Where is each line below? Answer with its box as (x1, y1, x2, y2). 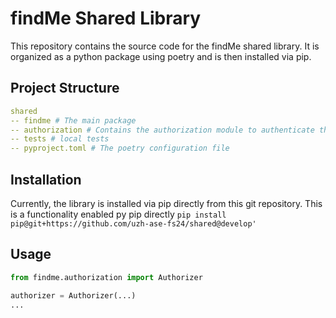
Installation (10, 171, 82, 188)
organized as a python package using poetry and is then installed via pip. (10, 50, 312, 62)
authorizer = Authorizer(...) (10, 290, 137, 301)
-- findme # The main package (10, 115, 137, 126)
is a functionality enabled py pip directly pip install (10, 208, 227, 220)
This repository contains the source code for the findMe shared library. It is (10, 40, 320, 52)
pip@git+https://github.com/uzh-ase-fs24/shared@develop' (10, 218, 257, 229)
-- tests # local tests (10, 134, 110, 144)
